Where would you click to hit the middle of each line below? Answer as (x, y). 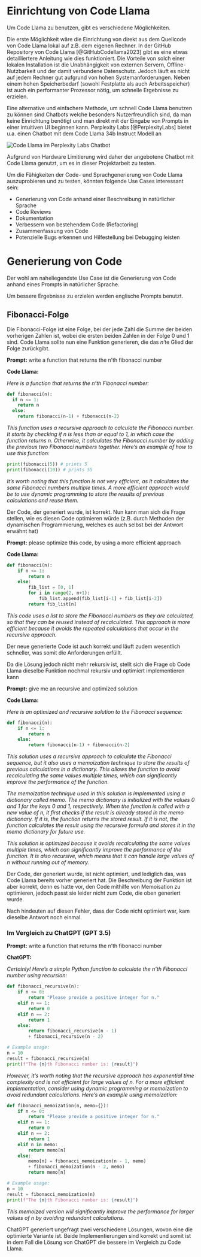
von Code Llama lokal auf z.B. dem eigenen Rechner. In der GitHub (89, 46)
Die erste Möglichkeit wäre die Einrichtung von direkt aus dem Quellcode (97, 39)
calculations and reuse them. (43, 500)
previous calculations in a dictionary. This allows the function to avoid (93, 769)
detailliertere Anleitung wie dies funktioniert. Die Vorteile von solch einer (96, 58)
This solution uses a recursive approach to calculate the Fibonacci (89, 756)
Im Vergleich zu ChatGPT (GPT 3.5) (59, 933)
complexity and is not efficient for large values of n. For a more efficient (95, 1082)
